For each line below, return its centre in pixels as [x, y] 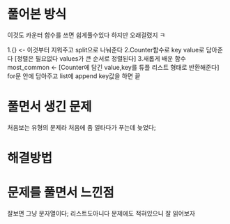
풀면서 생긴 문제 [49, 107]
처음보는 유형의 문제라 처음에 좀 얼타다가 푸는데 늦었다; [82, 127]
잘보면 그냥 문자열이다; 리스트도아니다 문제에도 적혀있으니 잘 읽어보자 [101, 213]
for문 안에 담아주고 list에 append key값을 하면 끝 [74, 76]
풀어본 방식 [37, 14]
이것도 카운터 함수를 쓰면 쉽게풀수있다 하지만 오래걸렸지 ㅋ [86, 35]
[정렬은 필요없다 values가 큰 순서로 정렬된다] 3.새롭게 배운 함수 [100, 58]
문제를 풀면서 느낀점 [61, 193]
